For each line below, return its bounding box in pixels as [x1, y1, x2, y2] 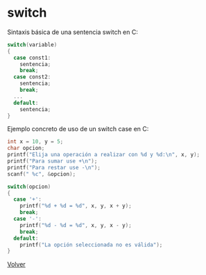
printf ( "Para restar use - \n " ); [7, 164, 101, 171]
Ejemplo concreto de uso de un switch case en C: [7, 125, 149, 133]
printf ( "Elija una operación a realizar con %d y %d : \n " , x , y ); [7, 151, 200, 158]
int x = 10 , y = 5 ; [7, 138, 64, 145]
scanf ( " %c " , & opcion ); [7, 170, 76, 178]
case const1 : [13, 54, 51, 61]
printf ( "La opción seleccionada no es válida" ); [19, 241, 163, 248]
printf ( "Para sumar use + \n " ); [7, 158, 98, 165]
